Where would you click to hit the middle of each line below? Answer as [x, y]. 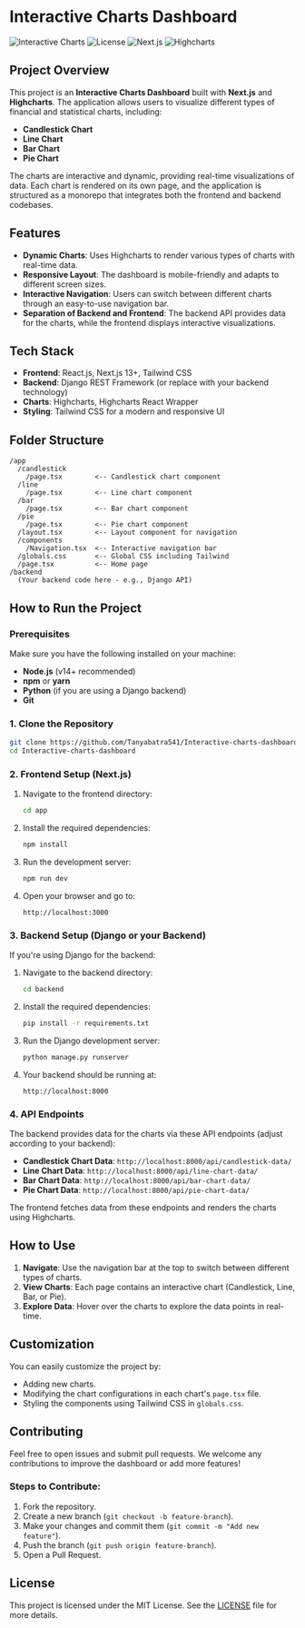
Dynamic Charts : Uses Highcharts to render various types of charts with [158, 255]
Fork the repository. [59, 1506]
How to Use [43, 1246]
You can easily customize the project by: [85, 1366]
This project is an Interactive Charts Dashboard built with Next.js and [141, 92]
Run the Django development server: [91, 1041]
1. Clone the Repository [61, 724]
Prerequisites [39, 634]
